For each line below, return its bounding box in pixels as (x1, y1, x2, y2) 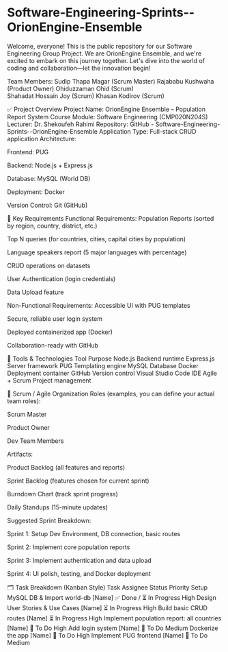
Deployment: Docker (7, 187, 65, 196)
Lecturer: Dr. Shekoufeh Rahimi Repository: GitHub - (7, 120, 154, 128)
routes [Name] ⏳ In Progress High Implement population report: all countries (7, 614, 222, 622)
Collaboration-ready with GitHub (7, 341, 99, 349)
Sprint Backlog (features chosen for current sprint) (7, 476, 149, 485)
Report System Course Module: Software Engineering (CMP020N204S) (7, 112, 208, 121)
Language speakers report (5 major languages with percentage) (7, 248, 187, 256)
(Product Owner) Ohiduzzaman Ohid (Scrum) (7, 84, 134, 93)
